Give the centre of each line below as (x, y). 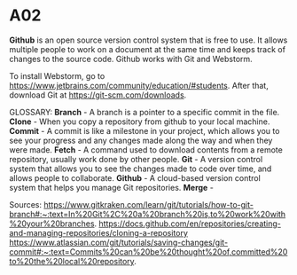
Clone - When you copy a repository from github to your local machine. (140, 122)
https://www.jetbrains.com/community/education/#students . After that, (139, 85)
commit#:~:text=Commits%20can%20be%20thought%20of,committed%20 (148, 251)
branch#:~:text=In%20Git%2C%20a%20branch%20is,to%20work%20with (148, 214)
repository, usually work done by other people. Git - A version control (136, 159)
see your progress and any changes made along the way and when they (141, 140)
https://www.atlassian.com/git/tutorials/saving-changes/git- (119, 242)
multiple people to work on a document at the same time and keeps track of (148, 49)
